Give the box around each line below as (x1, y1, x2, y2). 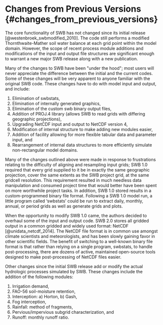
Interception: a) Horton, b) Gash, (12, 293, 77, 299)
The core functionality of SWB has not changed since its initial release (5, 30, 146, 36)
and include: (5, 86, 30, 92)
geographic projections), (12, 116, 62, 122)
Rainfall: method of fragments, (12, 304, 73, 310)
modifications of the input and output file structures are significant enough (5, 50, 155, 57)
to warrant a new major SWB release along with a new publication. (5, 56, 138, 61)
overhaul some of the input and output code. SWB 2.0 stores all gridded (5, 218, 149, 224)
